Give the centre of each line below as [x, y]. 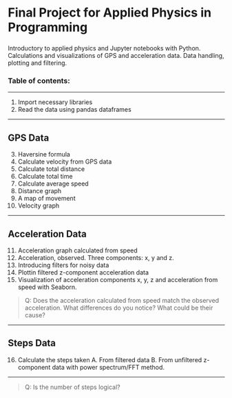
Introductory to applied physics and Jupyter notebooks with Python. [104, 48]
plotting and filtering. [38, 63]
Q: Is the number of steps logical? [72, 387]
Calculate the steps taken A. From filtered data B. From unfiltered [110, 359]
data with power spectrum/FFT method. [108, 367]
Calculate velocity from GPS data [65, 162]
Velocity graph [39, 206]
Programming [48, 27]
